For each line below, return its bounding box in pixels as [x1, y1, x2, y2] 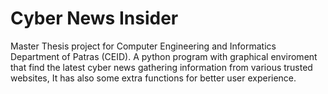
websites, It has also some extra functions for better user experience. [10, 72, 297, 84]
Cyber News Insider [10, 7, 179, 30]
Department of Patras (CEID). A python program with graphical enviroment [10, 50, 318, 62]
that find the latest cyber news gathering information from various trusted [10, 61, 313, 73]
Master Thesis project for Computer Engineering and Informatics [10, 40, 277, 52]
